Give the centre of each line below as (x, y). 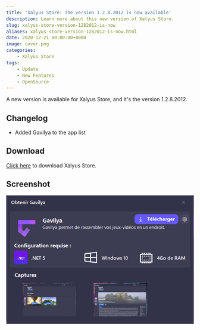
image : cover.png (28, 44)
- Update (28, 69)
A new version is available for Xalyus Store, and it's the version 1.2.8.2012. (97, 99)
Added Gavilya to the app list (50, 133)
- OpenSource (33, 82)
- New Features (36, 75)
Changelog (27, 118)
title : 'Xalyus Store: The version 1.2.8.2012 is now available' (89, 13)
